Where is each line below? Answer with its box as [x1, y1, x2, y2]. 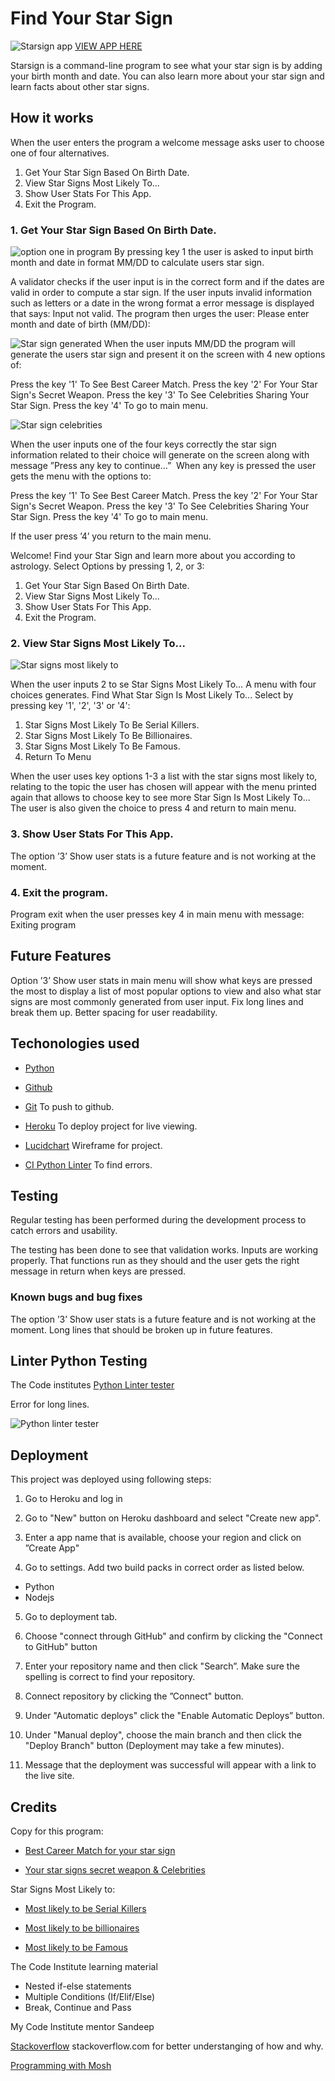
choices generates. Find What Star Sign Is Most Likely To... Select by [10, 689, 294, 701]
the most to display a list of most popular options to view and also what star [10, 985, 322, 997]
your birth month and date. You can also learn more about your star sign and [10, 70, 325, 82]
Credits [10, 1798, 58, 1816]
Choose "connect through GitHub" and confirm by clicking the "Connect [24, 1630, 323, 1642]
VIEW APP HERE [74, 40, 143, 52]
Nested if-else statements [24, 1980, 132, 1992]
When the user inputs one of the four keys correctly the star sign [10, 438, 277, 451]
